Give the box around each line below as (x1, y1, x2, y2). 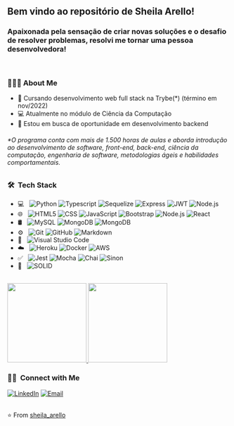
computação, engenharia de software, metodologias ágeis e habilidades (7, 151, 219, 159)
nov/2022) (17, 101, 48, 110)
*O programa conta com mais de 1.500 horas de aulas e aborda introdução (7, 135, 228, 144)
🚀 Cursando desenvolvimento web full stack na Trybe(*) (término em (17, 94, 217, 102)
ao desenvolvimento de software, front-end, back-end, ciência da (7, 143, 199, 151)
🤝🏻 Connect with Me (7, 373, 80, 383)
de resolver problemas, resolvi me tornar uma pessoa (7, 35, 193, 45)
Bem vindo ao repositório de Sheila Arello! (7, 6, 195, 18)
